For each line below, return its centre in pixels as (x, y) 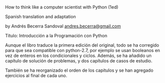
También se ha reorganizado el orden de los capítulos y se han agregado (79, 70)
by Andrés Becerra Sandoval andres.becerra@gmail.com (63, 26)
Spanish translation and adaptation (41, 16)
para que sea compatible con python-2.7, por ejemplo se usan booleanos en (83, 50)
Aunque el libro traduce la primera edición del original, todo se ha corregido (82, 45)
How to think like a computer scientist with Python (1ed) (62, 7)
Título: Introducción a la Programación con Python (56, 36)
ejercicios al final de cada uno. (36, 75)
